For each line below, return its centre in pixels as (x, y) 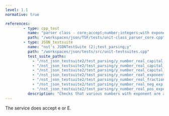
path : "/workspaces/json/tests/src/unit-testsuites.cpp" (89, 51)
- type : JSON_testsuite (48, 42)
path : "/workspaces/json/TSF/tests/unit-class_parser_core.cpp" (96, 38)
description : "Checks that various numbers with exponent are (94, 93)
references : (18, 24)
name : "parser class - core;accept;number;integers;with (89, 33)
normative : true (22, 15)
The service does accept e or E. (38, 108)
